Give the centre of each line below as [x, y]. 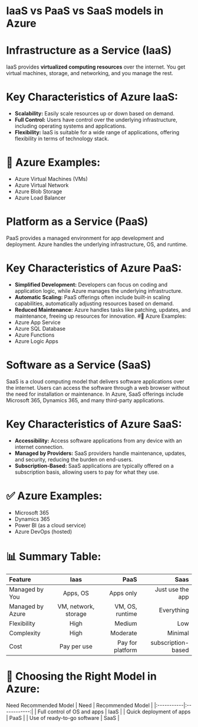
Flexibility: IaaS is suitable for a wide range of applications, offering [97, 133]
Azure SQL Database [40, 328]
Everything [174, 610]
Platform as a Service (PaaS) [77, 222]
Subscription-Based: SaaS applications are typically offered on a [94, 466]
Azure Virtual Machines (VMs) [51, 179]
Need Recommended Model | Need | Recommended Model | [80, 705]
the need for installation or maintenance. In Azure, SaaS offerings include [95, 394]
